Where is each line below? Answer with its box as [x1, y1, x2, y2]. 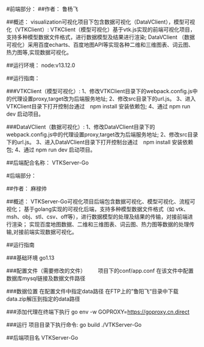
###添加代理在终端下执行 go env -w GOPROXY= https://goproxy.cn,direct [6, 308, 190, 315]
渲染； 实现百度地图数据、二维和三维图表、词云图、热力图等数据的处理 [11, 221, 189, 228]
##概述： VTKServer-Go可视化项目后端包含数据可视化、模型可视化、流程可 [6, 198, 196, 205]
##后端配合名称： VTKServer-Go [6, 159, 90, 166]
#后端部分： [6, 172, 37, 179]
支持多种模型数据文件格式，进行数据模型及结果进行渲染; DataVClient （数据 [6, 33, 195, 41]
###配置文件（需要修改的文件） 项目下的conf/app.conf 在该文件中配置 [6, 267, 194, 274]
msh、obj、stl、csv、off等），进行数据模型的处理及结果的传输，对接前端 [6, 213, 188, 220]
